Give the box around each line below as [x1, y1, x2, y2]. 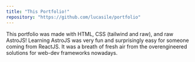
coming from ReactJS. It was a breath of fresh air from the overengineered [6, 43, 187, 50]
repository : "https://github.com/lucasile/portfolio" [6, 14, 141, 20]
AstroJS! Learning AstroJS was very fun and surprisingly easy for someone [6, 37, 190, 44]
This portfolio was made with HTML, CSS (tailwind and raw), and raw [6, 30, 174, 37]
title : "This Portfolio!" [6, 8, 70, 15]
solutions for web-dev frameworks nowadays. [6, 49, 118, 56]
